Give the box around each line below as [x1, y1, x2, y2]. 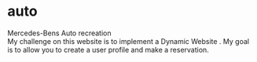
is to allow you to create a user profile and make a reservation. [7, 45, 209, 54]
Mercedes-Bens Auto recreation [7, 28, 112, 38]
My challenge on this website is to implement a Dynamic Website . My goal [7, 36, 249, 46]
